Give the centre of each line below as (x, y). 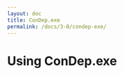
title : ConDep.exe (34, 20)
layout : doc (24, 14)
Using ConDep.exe (62, 61)
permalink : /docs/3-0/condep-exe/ (57, 26)
